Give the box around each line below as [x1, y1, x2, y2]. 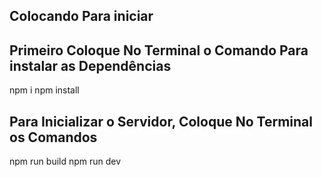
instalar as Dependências [9, 57, 172, 74]
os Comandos [9, 129, 98, 146]
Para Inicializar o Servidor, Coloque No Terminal [9, 113, 313, 130]
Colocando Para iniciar [9, 8, 154, 25]
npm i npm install [9, 84, 80, 96]
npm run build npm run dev [9, 155, 122, 168]
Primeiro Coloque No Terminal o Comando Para [9, 42, 309, 59]
